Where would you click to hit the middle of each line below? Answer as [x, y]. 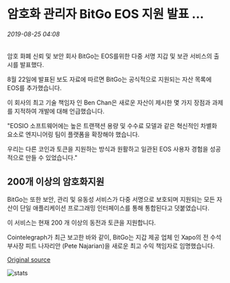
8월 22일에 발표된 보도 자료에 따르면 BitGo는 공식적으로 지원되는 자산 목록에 [109, 79]
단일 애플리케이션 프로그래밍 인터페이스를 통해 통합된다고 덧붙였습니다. [115, 208]
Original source [29, 260]
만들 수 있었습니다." [51, 158]
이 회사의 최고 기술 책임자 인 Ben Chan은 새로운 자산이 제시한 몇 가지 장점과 [109, 103]
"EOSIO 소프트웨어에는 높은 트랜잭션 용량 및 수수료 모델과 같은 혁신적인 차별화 [112, 126]
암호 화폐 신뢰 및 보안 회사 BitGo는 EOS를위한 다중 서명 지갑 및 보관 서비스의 [109, 56]
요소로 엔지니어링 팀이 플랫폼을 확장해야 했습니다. [73, 134]
